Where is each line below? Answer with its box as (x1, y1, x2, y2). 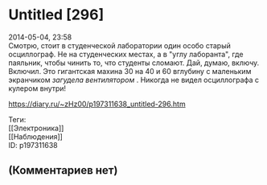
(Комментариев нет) (8, 163, 118, 178)
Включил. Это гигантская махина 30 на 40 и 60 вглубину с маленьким (8, 66, 252, 76)
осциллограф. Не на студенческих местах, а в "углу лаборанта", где (8, 49, 244, 59)
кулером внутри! (8, 83, 67, 93)
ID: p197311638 (8, 140, 58, 150)
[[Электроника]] (8, 123, 64, 133)
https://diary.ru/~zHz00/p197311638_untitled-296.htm (8, 99, 187, 109)
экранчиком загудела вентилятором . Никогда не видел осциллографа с (8, 75, 260, 84)
